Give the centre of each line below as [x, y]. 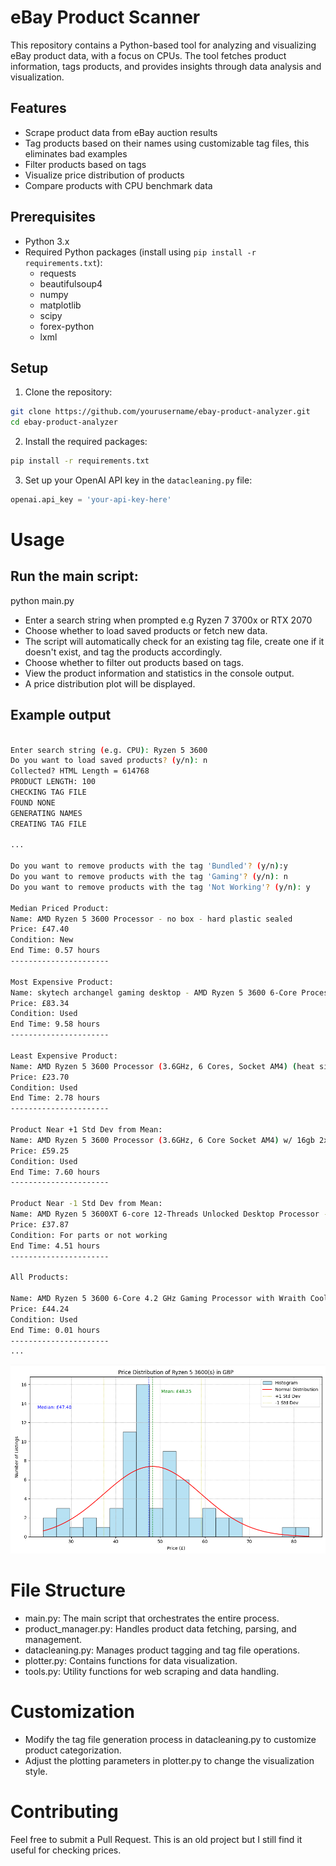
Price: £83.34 [40, 1003]
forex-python [67, 326]
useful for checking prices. [66, 1850]
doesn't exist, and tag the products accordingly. [123, 652]
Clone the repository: [68, 392]
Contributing [64, 1812]
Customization [72, 1712]
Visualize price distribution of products [104, 175]
